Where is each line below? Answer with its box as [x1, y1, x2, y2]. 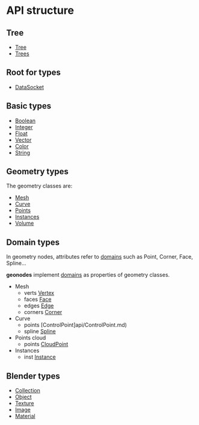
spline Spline [23, 328, 56, 335]
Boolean [14, 117, 36, 124]
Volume [14, 219, 34, 227]
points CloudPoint [23, 341, 69, 348]
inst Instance [23, 353, 56, 360]
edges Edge [23, 302, 54, 309]
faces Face [23, 296, 52, 303]
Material [14, 412, 35, 420]
